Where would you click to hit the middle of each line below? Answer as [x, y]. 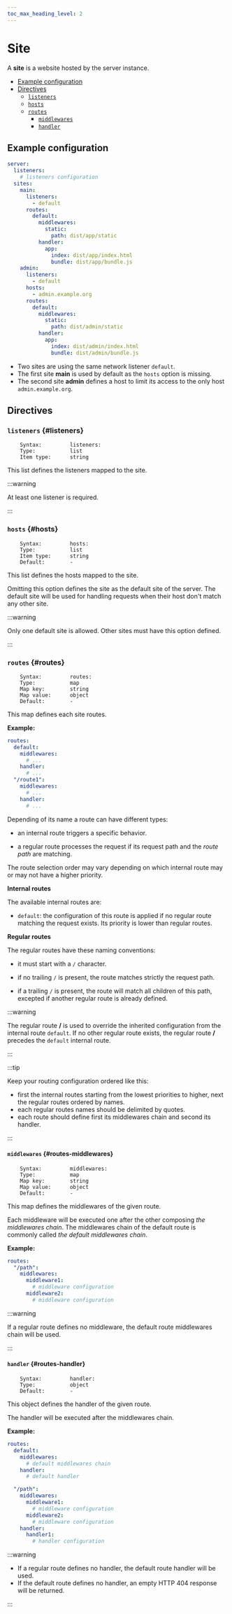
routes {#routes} [36, 662]
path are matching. [44, 854]
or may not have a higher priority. [55, 875]
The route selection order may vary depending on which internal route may [115, 867]
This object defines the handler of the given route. [79, 1404]
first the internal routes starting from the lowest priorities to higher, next [120, 1094]
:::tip [14, 1067]
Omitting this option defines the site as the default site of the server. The [111, 588]
